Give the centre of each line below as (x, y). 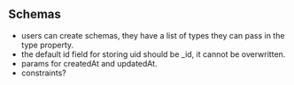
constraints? (44, 73)
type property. (47, 45)
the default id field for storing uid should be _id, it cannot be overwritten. (153, 54)
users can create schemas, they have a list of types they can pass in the (153, 35)
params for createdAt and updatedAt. (89, 63)
